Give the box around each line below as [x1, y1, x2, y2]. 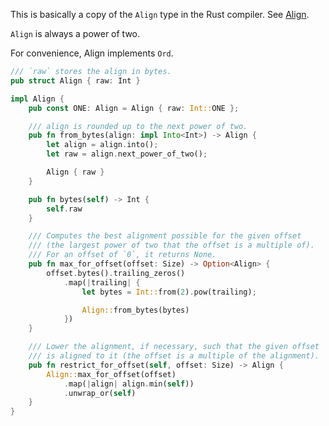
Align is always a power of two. [10, 28, 141, 39]
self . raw [46, 204, 83, 214]
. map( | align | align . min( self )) [63, 379, 195, 389]
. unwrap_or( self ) [63, 388, 137, 398]
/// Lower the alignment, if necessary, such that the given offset [28, 342, 320, 352]
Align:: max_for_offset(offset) [46, 369, 177, 379]
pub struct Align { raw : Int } [10, 75, 141, 86]
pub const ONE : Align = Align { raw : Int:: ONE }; [28, 103, 240, 113]
